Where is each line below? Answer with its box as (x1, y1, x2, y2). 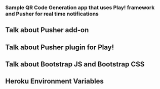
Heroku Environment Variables (5, 77, 104, 85)
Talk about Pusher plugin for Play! (5, 43, 114, 51)
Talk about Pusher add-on (5, 26, 89, 34)
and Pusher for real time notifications (5, 10, 99, 17)
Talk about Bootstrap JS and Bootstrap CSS (5, 60, 145, 69)
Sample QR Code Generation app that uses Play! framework (5, 4, 155, 11)
